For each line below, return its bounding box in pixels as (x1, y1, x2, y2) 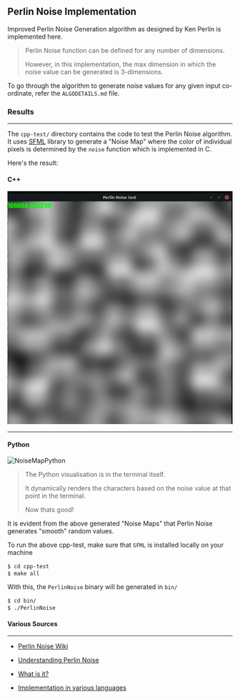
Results (7, 106, 34, 116)
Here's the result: (7, 159, 59, 167)
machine (7, 548, 34, 557)
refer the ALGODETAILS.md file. (35, 89, 120, 97)
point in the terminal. (24, 492, 86, 501)
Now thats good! (24, 506, 74, 514)
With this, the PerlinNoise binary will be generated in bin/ (7, 583, 178, 591)
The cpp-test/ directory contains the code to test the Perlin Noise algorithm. (7, 130, 233, 139)
